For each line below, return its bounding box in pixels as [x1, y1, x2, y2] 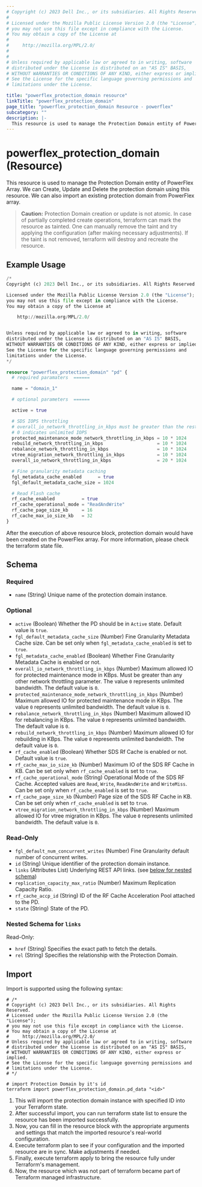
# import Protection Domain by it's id [6, 1081, 106, 1088]
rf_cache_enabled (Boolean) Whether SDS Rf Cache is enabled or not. [14, 748, 188, 755]
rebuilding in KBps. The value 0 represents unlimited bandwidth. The [14, 735, 185, 742]
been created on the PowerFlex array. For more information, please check [6, 536, 189, 543]
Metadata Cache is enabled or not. [14, 658, 101, 666]
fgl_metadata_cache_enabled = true [11, 474, 114, 480]
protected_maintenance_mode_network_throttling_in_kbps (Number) [14, 691, 183, 698]
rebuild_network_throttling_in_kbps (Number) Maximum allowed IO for [14, 728, 194, 736]
